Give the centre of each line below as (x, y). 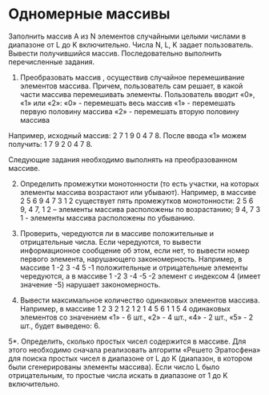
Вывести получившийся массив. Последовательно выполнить (115, 53)
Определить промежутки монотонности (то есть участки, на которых (139, 183)
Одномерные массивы (89, 14)
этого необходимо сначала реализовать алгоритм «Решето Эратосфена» (134, 349)
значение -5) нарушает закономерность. (90, 284)
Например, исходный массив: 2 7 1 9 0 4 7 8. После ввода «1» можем (127, 135)
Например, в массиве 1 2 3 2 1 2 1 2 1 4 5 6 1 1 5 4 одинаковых (125, 308)
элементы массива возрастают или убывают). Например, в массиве (138, 192)
